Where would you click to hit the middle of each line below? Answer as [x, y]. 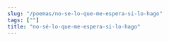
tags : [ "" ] [23, 20]
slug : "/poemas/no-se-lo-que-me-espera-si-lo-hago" [85, 14]
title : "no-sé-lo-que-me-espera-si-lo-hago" [74, 26]
